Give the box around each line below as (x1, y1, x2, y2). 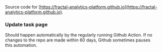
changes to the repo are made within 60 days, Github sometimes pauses (5, 37, 151, 43)
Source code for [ (5, 4, 40, 10)
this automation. (5, 42, 37, 48)
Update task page (5, 21, 48, 28)
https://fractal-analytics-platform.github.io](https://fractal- (40, 4, 157, 10)
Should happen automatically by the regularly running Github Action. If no (5, 32, 152, 38)
